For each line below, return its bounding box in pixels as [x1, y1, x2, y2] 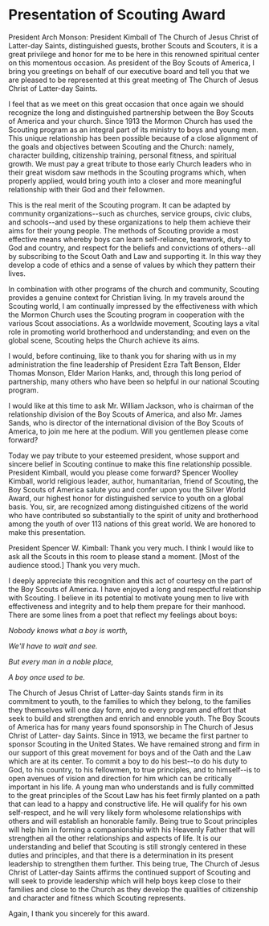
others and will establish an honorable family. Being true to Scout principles [8, 816, 259, 825]
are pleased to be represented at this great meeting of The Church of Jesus [8, 75, 259, 84]
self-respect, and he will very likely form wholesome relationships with [8, 807, 242, 817]
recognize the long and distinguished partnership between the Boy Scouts [8, 107, 255, 117]
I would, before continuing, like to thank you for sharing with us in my [8, 351, 237, 360]
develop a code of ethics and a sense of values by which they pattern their [8, 260, 255, 270]
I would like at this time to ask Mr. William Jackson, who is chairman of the [8, 401, 255, 410]
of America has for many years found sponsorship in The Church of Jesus [8, 722, 254, 731]
